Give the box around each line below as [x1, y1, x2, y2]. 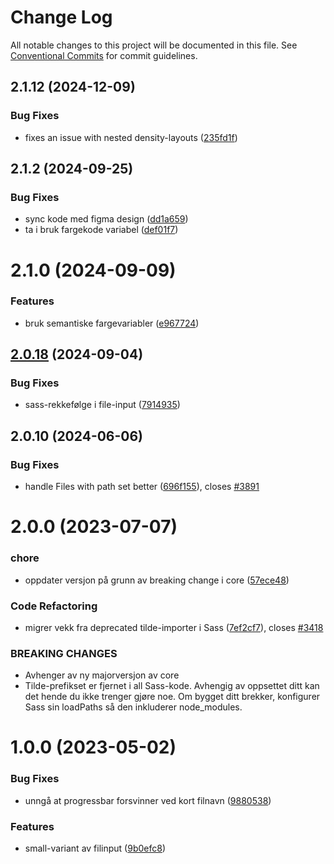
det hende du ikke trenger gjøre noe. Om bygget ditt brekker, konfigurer [24, 691, 321, 703]
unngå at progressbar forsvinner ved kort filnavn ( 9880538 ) [24, 794, 272, 806]
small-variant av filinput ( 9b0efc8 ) [24, 842, 166, 855]
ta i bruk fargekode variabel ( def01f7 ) [24, 224, 179, 236]
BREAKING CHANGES [10, 646, 118, 660]
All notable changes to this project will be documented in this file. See [10, 39, 298, 51]
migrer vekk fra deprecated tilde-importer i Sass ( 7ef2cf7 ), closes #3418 [24, 621, 324, 633]
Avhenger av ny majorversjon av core [24, 669, 180, 681]
